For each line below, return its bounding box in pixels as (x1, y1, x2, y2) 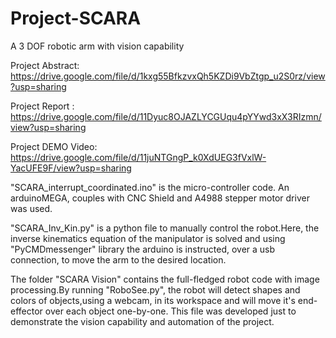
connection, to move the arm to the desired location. (10, 253, 227, 266)
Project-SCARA (10, 7, 142, 30)
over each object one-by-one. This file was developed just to (44, 305, 297, 317)
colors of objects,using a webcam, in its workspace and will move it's (10, 294, 296, 306)
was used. (10, 202, 53, 214)
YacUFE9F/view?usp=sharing (10, 162, 132, 174)
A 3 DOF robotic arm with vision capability (10, 40, 185, 52)
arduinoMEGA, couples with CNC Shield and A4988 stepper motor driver (10, 192, 310, 204)
